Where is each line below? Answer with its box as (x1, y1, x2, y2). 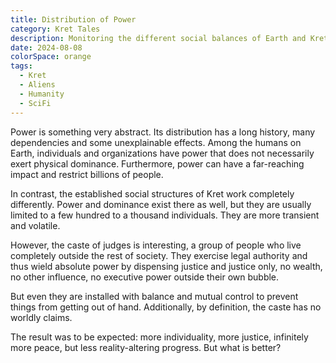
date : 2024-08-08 (10, 42, 83, 53)
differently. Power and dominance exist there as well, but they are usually (10, 198, 312, 210)
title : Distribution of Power (10, 14, 137, 25)
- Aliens (19, 80, 56, 90)
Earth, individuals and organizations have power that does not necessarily (10, 147, 315, 159)
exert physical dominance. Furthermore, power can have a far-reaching (10, 157, 305, 170)
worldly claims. (10, 311, 73, 323)
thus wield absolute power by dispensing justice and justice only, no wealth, (10, 260, 323, 272)
